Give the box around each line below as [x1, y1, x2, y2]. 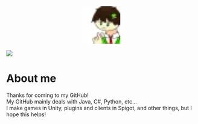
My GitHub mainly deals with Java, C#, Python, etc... [6, 98, 137, 105]
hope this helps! [6, 111, 46, 118]
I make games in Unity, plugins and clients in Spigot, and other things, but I [6, 104, 192, 111]
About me [6, 72, 57, 85]
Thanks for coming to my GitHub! [6, 91, 89, 99]
